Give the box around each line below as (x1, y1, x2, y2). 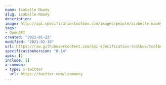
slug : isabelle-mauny (5, 12, 50, 17)
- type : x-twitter (5, 67, 43, 72)
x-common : (5, 62, 26, 67)
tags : (5, 26, 16, 31)
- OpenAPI (5, 30, 26, 35)
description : (5, 16, 32, 21)
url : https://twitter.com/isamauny (9, 72, 83, 77)
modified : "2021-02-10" (5, 40, 54, 44)
